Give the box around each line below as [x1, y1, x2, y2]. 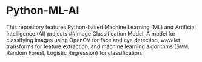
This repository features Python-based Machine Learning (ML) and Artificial [6, 23, 196, 31]
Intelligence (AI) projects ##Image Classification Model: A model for [6, 29, 176, 37]
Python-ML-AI [6, 4, 79, 17]
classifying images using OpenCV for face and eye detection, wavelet [6, 36, 181, 43]
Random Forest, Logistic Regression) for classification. [6, 49, 143, 56]
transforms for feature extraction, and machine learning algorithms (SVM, [6, 43, 190, 50]
